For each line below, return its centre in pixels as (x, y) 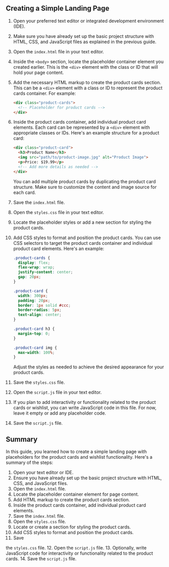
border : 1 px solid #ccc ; (44, 305)
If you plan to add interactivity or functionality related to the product (84, 402)
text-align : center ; (40, 315)
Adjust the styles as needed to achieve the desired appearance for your (89, 367)
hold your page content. (39, 72)
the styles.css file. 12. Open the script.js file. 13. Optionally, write (76, 548)
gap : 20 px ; (30, 277)
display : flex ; (34, 263)
